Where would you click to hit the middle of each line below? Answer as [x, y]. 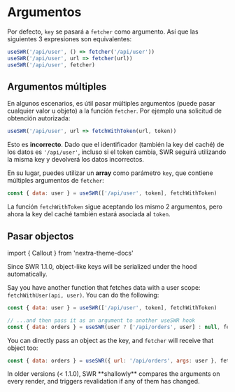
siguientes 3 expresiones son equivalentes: [70, 38]
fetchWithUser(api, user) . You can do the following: [83, 295]
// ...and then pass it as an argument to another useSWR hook [101, 320]
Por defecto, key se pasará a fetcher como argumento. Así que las [103, 31]
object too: [23, 348]
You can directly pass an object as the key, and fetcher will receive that [111, 340]
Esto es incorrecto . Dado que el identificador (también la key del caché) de [116, 145]
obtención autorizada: [39, 118]
